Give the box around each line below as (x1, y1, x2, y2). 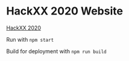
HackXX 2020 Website (6, 4, 124, 18)
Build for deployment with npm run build (6, 47, 107, 55)
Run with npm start (6, 36, 54, 43)
